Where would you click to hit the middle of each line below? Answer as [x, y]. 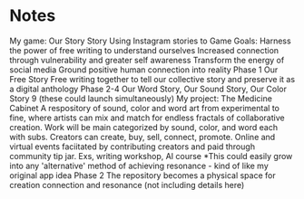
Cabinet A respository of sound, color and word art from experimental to [144, 108]
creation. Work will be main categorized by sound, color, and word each [144, 127]
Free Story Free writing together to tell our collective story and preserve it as [152, 79]
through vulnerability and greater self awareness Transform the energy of [147, 60]
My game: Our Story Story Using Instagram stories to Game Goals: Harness [151, 41]
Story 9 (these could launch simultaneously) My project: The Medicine [141, 98]
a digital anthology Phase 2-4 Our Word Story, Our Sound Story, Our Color [148, 89]
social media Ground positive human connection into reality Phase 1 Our [144, 70]
